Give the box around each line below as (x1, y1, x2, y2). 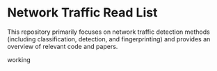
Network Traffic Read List (7, 5, 158, 21)
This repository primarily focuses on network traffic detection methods (7, 28, 210, 36)
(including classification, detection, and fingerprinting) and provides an (7, 34, 211, 43)
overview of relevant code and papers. (7, 42, 118, 50)
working (7, 55, 31, 63)
